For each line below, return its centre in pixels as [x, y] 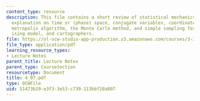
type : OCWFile [24, 84]
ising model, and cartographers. [53, 34]
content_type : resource [36, 12]
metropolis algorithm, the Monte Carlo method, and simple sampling [98, 28]
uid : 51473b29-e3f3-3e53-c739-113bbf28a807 [61, 89]
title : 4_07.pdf [26, 78]
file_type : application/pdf [41, 45]
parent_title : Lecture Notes [42, 61]
